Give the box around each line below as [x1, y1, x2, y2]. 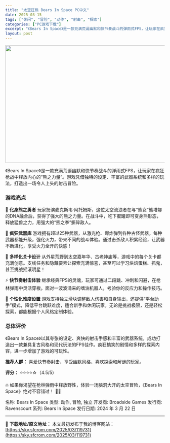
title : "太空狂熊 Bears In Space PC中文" [5, 7, 90, 13]
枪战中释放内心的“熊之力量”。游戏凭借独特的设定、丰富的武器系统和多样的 [5, 174, 160, 180]
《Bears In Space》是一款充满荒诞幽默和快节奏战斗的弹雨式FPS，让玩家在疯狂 [5, 168, 164, 173]
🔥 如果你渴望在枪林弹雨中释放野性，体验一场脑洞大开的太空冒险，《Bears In [5, 382, 162, 388]
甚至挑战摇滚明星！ [5, 266, 46, 272]
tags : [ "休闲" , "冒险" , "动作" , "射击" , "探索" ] [5, 17, 102, 22]
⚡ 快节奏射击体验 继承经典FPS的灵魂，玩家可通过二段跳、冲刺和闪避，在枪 [5, 277, 161, 283]
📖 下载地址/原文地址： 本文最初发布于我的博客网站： [5, 421, 115, 427]
